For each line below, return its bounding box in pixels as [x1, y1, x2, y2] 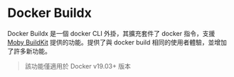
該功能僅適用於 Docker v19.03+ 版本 [24, 61, 132, 70]
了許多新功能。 [7, 47, 51, 55]
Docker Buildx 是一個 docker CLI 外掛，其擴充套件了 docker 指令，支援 [7, 29, 216, 37]
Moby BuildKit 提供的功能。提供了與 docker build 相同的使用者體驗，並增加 [7, 37, 228, 47]
